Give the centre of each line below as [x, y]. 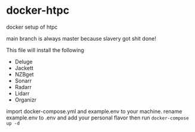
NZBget [24, 74]
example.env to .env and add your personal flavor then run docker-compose [97, 118]
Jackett [24, 68]
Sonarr [23, 81]
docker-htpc [38, 10]
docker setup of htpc [32, 27]
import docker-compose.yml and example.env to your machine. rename [94, 111]
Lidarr [22, 93]
